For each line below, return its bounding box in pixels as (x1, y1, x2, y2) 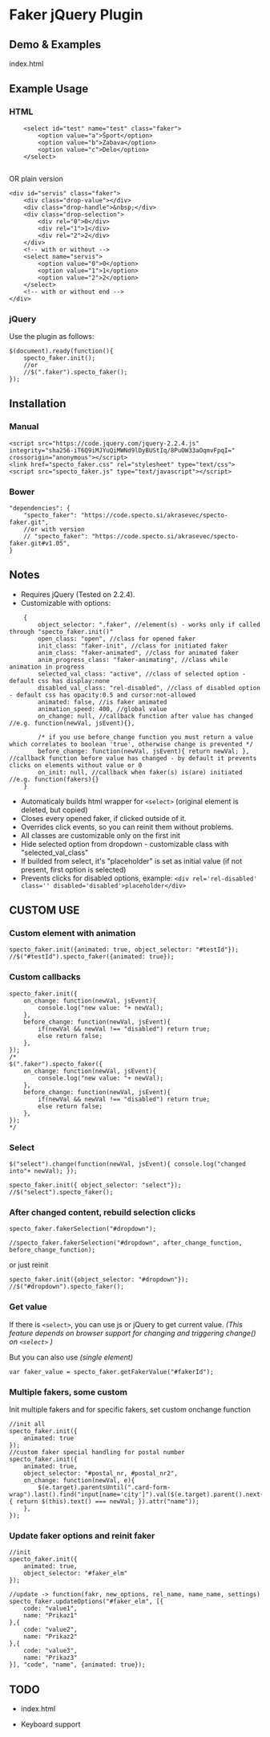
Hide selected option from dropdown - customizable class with (20, 839, 229, 848)
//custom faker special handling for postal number (9, 1448, 185, 1456)
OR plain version (9, 174, 63, 183)
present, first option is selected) (20, 864, 127, 874)
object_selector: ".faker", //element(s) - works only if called (38, 620, 261, 628)
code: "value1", (23, 1604, 79, 1612)
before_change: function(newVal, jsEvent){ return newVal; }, (38, 747, 250, 755)
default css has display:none (9, 676, 111, 685)
